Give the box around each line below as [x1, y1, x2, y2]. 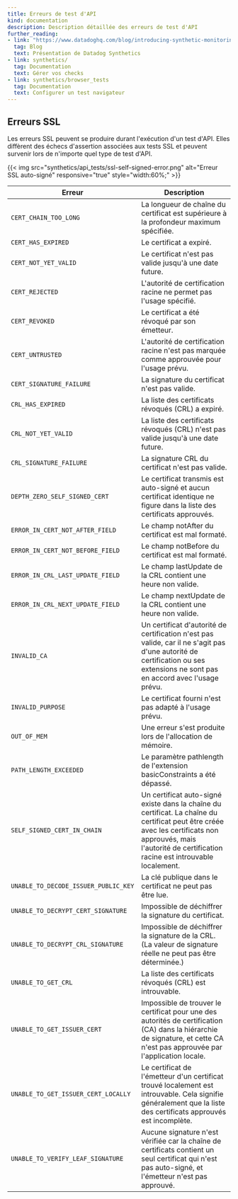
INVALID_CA [11, 652, 47, 659]
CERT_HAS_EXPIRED [11, 238, 69, 246]
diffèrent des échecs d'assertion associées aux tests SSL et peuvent [7, 142, 208, 150]
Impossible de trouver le [141, 998, 222, 1008]
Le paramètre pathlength [141, 751, 224, 761]
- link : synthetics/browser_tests [7, 76, 110, 84]
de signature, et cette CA [141, 1033, 225, 1043]
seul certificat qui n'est [141, 1154, 217, 1164]
